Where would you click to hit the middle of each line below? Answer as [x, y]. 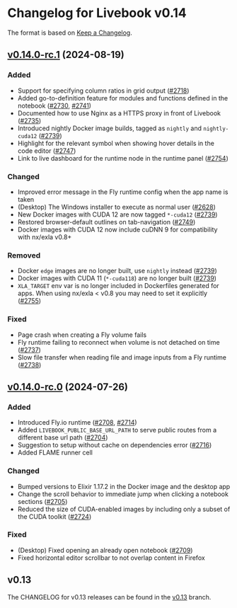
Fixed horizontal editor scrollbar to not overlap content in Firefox [111, 558]
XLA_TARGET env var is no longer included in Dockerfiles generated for [118, 286]
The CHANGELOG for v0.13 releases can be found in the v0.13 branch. [109, 597]
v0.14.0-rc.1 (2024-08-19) [66, 55]
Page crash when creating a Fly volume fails [82, 335]
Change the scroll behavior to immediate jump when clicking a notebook [123, 494]
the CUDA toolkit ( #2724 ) [54, 516]
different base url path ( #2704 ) [63, 437]
